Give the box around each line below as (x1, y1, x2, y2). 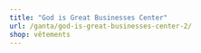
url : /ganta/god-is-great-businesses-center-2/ (9, 22, 193, 31)
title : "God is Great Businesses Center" (9, 13, 168, 22)
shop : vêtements (9, 30, 71, 39)
